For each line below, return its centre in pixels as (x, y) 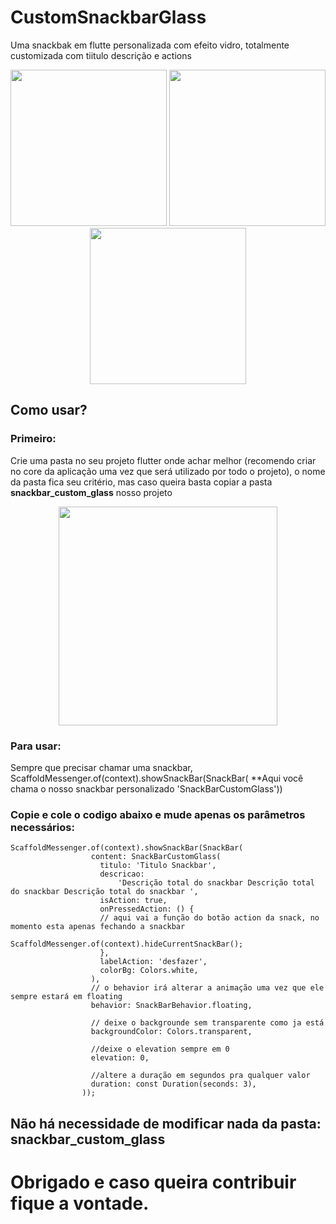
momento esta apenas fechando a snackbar (98, 927)
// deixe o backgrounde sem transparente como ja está (207, 1023)
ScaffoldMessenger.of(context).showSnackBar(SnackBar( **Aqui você (157, 778)
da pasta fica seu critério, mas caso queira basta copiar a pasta (141, 482)
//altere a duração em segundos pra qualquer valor (200, 1076)
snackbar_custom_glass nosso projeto (91, 492)
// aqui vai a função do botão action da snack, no (209, 918)
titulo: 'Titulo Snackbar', (158, 866)
